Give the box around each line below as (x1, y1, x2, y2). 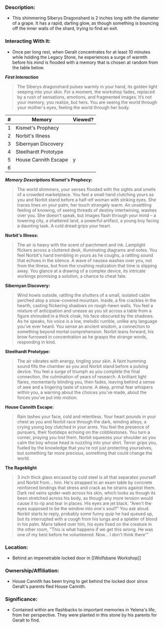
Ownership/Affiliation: (5, 567, 60, 574)
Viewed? (72, 116, 94, 123)
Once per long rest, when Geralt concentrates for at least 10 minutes (12, 49, 151, 55)
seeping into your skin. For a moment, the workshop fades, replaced (17, 89, 155, 95)
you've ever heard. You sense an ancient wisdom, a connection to (17, 323, 150, 329)
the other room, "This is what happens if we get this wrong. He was (17, 526, 153, 532)
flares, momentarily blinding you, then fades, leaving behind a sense (17, 379, 155, 385)
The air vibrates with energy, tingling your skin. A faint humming (17, 358, 146, 364)
